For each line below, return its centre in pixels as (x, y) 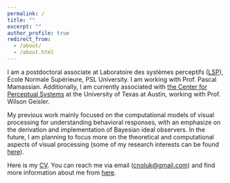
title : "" (21, 20)
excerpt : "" (24, 26)
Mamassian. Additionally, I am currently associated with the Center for (107, 87)
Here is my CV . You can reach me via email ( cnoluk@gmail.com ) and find (111, 165)
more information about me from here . (62, 172)
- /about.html (34, 53)
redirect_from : (29, 40)
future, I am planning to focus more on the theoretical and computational (111, 137)
